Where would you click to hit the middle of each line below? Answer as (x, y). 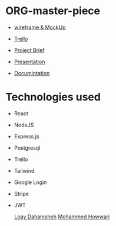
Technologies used (53, 97)
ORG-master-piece (53, 11)
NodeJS (24, 125)
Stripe (21, 193)
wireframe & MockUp (40, 27)
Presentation (29, 62)
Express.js (26, 136)
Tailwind (24, 170)
